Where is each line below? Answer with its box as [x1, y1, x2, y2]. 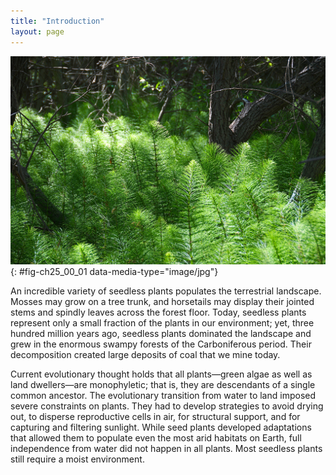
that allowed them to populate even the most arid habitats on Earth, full [10, 432, 302, 444]
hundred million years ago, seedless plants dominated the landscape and [10, 328, 312, 340]
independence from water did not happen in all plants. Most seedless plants [10, 443, 323, 455]
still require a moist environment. [10, 453, 145, 465]
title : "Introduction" [10, 16, 105, 26]
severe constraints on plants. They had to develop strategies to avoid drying [10, 400, 324, 412]
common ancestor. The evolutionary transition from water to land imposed [10, 390, 317, 402]
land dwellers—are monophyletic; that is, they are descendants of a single [10, 379, 316, 391]
